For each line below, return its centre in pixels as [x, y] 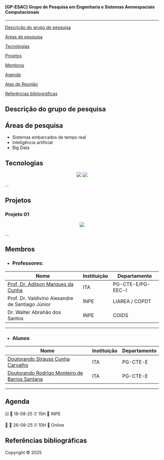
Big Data [21, 148]
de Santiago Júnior [29, 304]
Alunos [21, 338]
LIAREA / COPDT [132, 301]
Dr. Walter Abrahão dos [34, 312]
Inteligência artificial [32, 143]
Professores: [28, 263]
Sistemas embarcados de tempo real [49, 137]
